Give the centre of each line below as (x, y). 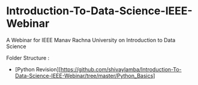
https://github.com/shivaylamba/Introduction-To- (121, 69)
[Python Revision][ (38, 69)
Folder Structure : (28, 58)
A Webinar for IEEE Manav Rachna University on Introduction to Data (91, 40)
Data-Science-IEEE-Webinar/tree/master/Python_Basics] (85, 75)
